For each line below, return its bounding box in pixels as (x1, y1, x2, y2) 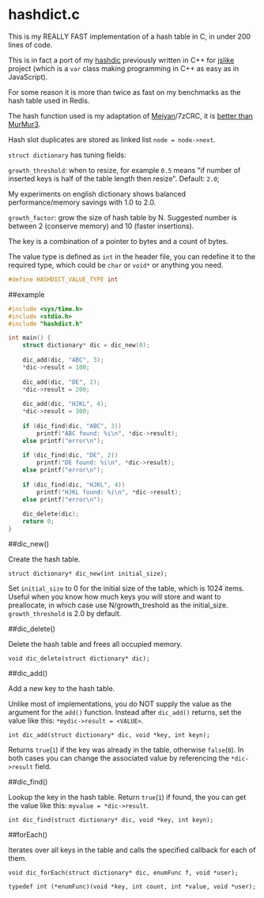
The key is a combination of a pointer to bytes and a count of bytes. (8, 236, 228, 246)
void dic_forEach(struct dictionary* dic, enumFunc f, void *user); (8, 869, 239, 877)
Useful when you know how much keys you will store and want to (8, 592, 221, 602)
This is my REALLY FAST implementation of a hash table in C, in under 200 (8, 32, 251, 41)
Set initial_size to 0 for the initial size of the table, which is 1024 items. (8, 584, 245, 593)
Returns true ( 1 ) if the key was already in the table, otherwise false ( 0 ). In (8, 745, 244, 755)
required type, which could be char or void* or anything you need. (8, 260, 224, 269)
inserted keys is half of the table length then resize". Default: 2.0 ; (8, 174, 220, 183)
